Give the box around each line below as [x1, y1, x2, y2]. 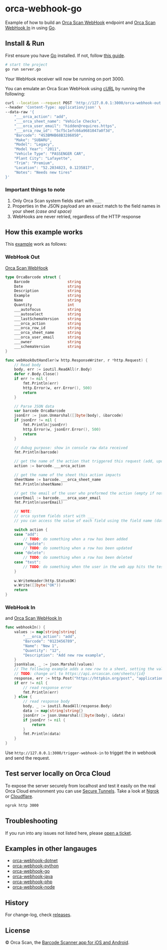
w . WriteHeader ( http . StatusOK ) [14, 578, 77, 583]
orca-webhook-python [12, 863, 59, 869]
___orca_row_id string [14, 325, 81, 330]
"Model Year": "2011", [14, 147, 61, 152]
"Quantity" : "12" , [23, 648, 61, 653]
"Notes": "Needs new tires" [14, 170, 72, 175]
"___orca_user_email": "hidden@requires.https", [14, 123, 117, 129]
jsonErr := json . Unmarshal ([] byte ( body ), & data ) [23, 713, 126, 718]
